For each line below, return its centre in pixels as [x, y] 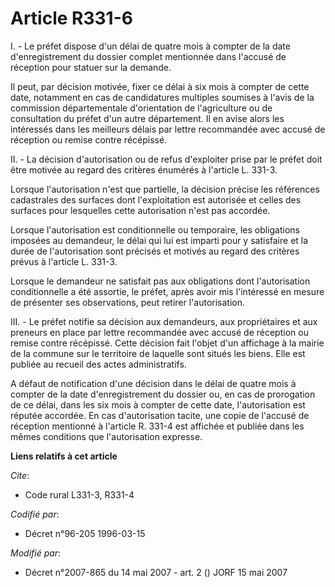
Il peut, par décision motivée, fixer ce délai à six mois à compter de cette [160, 86]
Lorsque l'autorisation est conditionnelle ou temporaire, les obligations [155, 229]
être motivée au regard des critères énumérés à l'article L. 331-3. [144, 169]
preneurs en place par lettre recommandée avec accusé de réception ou [159, 332]
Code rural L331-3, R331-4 [79, 494]
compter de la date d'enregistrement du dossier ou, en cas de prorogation [163, 394]
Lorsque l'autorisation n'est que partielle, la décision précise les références [165, 189]
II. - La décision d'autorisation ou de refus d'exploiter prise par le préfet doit [166, 159]
